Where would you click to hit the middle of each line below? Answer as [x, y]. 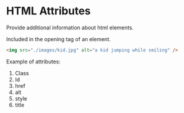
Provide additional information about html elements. [70, 28]
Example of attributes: [34, 62]
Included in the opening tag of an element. [58, 39]
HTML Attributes [49, 11]
